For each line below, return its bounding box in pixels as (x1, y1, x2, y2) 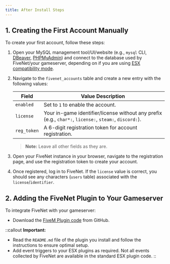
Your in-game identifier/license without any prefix (44, 109, 162, 117)
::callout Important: (5, 227, 46, 233)
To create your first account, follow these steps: (5, 40, 105, 46)
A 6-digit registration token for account (44, 124, 138, 131)
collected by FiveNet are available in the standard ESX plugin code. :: (12, 253, 157, 259)
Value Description (80, 93, 125, 100)
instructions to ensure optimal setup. (12, 242, 90, 248)
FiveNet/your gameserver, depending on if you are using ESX (12, 60, 141, 66)
